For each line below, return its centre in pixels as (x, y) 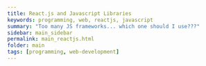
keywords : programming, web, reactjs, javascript (80, 20)
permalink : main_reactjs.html (51, 39)
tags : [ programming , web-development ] (63, 52)
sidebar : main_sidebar (40, 33)
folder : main (26, 45)
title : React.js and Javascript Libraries (69, 13)
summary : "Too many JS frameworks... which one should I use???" (103, 26)
